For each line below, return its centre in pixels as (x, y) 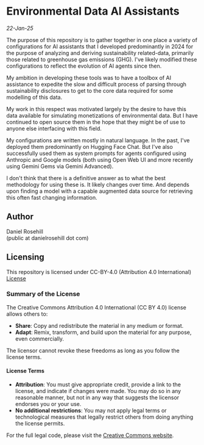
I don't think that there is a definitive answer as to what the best (86, 178)
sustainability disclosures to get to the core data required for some (90, 90)
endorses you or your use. (48, 404)
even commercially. (40, 338)
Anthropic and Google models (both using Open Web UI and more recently (100, 159)
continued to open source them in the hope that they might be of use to (96, 122)
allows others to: (27, 314)
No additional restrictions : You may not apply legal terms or (91, 411)
